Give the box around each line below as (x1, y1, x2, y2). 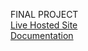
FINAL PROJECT (10, 9, 79, 20)
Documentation (10, 30, 74, 41)
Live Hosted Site (10, 19, 78, 31)
